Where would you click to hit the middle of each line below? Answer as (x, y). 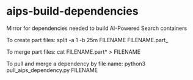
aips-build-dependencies (72, 11)
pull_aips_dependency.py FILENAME (52, 70)
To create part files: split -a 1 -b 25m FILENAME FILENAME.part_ (87, 40)
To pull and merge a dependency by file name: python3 (76, 64)
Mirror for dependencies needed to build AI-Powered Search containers (97, 28)
